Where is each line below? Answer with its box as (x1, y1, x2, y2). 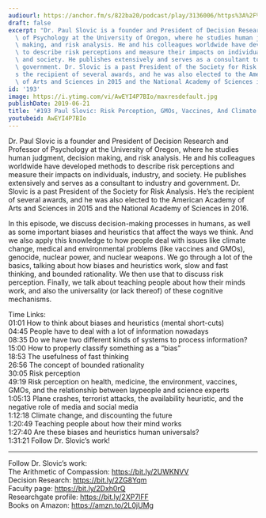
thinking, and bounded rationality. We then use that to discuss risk (8, 269, 224, 278)
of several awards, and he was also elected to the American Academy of (8, 195, 245, 204)
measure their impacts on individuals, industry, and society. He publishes (8, 169, 247, 179)
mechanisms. (8, 294, 52, 304)
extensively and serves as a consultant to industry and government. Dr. (8, 178, 241, 187)
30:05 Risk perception (8, 369, 81, 378)
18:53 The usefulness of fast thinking (8, 351, 129, 361)
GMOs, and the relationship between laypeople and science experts (8, 385, 230, 395)
